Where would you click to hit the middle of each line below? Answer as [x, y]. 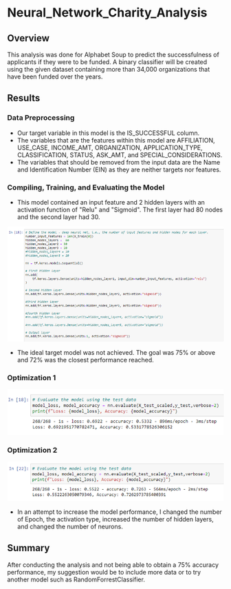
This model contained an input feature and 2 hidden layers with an [111, 202]
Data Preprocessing [41, 118]
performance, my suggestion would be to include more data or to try [104, 572]
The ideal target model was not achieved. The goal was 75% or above [116, 353]
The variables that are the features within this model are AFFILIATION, [116, 140]
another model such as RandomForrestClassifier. [76, 579]
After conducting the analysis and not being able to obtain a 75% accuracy [113, 565]
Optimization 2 [32, 451]
